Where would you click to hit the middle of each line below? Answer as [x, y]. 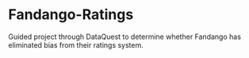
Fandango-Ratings [71, 15]
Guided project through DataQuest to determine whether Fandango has [125, 37]
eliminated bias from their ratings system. [76, 44]
